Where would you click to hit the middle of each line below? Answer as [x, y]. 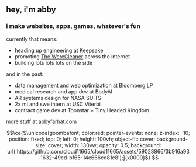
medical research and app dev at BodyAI [63, 91]
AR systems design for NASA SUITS [58, 98]
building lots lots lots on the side [53, 62]
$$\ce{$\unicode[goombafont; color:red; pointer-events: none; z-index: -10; [98, 133]
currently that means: [32, 39]
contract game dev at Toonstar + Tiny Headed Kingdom [82, 110]
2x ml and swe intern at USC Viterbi [57, 104]
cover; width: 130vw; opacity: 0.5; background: [104, 145]
